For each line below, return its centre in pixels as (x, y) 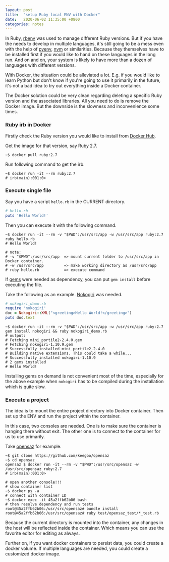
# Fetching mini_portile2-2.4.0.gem (44, 340)
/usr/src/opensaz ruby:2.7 (34, 469)
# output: (16, 336)
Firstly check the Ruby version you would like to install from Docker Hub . (81, 136)
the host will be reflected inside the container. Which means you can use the (85, 528)
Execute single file (28, 191)
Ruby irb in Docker (28, 125)
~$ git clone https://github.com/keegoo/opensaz (57, 456)
